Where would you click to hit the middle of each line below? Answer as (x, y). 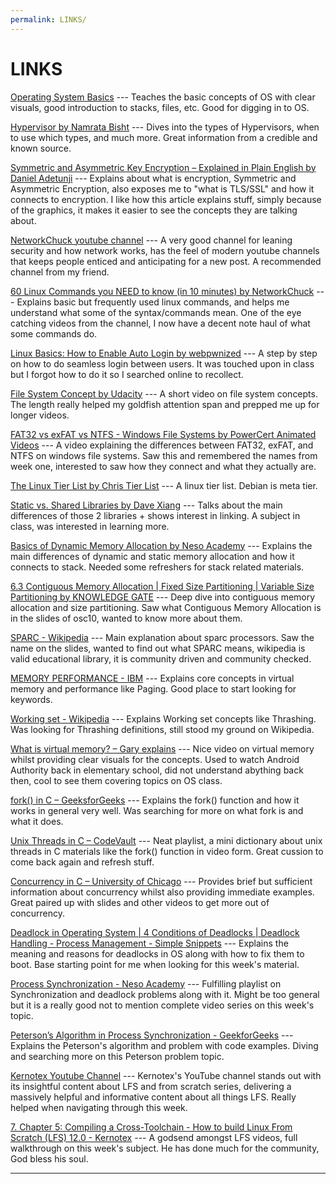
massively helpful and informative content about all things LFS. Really (153, 1097)
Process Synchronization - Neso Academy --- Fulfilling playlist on (146, 983)
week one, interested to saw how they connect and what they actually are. (163, 466)
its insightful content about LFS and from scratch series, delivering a (151, 1086)
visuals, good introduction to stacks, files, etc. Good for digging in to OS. (160, 107)
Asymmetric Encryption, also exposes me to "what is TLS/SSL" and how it (162, 188)
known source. (41, 148)
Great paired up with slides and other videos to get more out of (140, 902)
